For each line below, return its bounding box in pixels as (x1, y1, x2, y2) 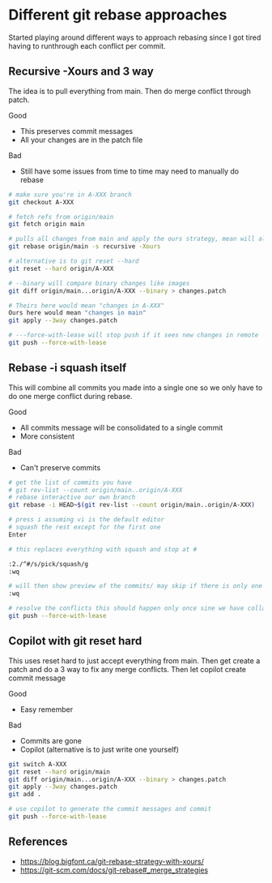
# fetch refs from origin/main (8, 212, 114, 221)
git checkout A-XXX (8, 198, 74, 206)
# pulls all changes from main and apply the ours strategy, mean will (8, 235, 255, 243)
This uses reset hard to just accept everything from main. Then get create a (8, 655, 261, 666)
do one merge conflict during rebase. (8, 391, 133, 401)
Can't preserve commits (19, 462, 101, 472)
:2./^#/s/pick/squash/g (8, 559, 89, 568)
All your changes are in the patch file (19, 135, 143, 144)
